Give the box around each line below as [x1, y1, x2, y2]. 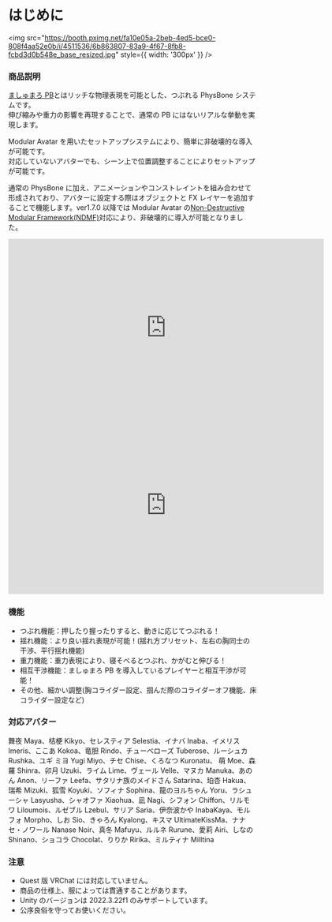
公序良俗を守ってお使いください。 [19, 905, 130, 915]
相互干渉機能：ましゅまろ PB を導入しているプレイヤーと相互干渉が [19, 665, 240, 675]
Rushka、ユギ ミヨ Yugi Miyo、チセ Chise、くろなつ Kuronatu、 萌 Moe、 [8, 755, 249, 765]
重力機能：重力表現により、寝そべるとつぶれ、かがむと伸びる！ [19, 655, 227, 665]
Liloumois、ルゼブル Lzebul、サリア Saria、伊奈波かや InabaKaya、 [17, 805, 237, 815]
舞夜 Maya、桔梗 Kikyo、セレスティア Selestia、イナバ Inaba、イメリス [8, 736, 241, 745]
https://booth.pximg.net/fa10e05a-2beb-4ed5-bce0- [44, 32, 216, 43]
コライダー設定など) [19, 695, 85, 704]
